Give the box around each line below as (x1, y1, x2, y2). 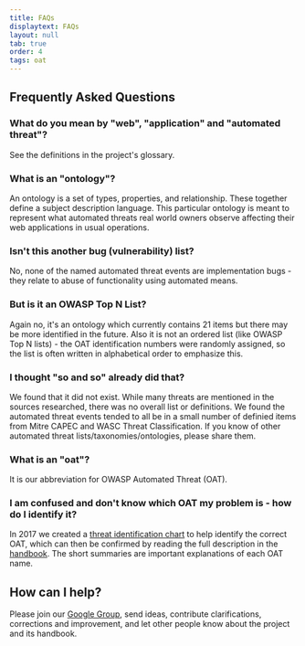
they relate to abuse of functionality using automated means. (9, 275, 238, 286)
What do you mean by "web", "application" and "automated (9, 117, 281, 130)
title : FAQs (9, 13, 55, 23)
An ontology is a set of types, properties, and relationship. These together (9, 193, 288, 204)
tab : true (9, 38, 47, 48)
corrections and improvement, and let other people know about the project (9, 619, 290, 630)
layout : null (9, 30, 59, 39)
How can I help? (9, 584, 102, 599)
